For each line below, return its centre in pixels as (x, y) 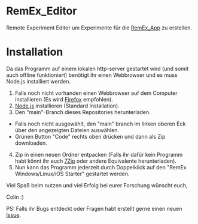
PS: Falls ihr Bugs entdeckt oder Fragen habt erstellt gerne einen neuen (94, 208)
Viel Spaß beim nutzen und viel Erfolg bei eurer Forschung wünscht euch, (97, 185)
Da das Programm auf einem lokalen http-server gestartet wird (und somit (98, 68)
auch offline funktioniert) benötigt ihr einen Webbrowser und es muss (92, 75)
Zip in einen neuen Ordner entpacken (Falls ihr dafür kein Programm (99, 154)
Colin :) (15, 197)
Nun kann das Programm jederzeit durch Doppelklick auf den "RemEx (100, 167)
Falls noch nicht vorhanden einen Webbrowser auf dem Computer (96, 93)
